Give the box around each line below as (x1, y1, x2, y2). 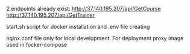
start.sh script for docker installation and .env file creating (6, 23, 150, 30)
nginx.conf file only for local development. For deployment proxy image (6, 35, 184, 41)
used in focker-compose (6, 41, 68, 48)
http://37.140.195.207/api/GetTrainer (6, 11, 95, 19)
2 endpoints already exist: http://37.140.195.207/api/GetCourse (6, 5, 161, 12)
